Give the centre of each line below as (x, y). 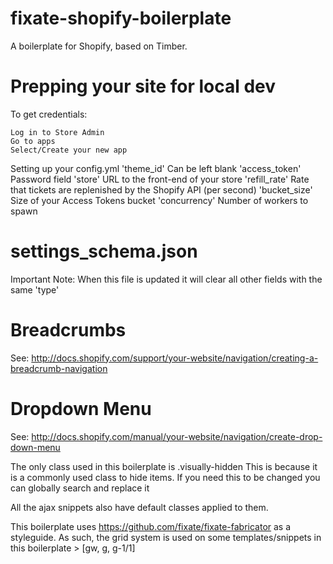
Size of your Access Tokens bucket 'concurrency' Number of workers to (159, 200)
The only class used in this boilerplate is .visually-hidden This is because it (164, 466)
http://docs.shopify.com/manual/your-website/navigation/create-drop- (177, 436)
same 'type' (35, 289)
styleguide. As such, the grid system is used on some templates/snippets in (166, 537)
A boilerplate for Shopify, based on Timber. (99, 46)
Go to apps (33, 141)
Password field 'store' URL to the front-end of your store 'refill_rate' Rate (160, 179)
